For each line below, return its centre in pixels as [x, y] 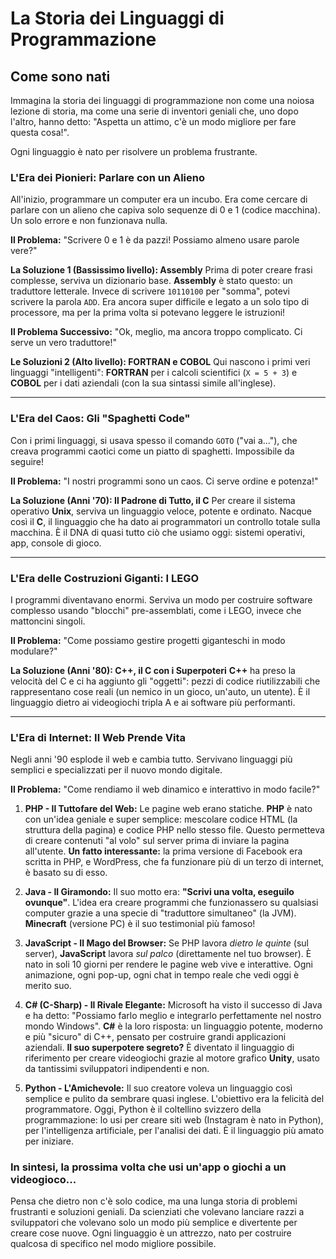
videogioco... [43, 1180]
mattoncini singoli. [48, 621]
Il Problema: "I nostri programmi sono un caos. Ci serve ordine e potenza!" [164, 481]
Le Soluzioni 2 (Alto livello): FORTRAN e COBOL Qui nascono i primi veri [160, 362]
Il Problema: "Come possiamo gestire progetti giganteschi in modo [148, 640]
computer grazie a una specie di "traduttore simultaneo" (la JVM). [160, 913]
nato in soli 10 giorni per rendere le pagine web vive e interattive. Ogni [168, 964]
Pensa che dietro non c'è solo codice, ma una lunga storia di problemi [154, 1201]
